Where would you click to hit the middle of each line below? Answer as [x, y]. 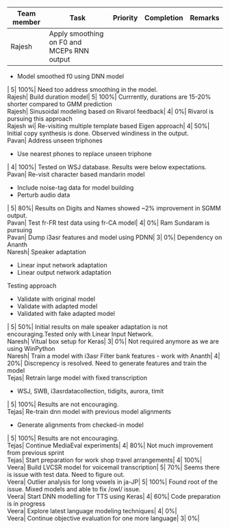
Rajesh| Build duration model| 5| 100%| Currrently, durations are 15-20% [109, 97]
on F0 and [65, 42]
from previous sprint [36, 453]
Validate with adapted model [57, 306]
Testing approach [32, 286]
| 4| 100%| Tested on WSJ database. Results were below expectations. [107, 167]
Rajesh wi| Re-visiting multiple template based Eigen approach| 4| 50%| [108, 126]
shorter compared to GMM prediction [60, 104]
